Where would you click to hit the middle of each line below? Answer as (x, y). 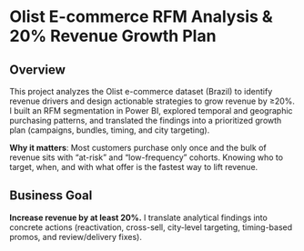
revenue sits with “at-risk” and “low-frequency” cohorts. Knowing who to (147, 157)
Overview (38, 70)
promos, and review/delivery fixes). (76, 236)
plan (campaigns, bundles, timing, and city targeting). (110, 130)
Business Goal (51, 196)
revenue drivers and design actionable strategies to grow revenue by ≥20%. (152, 101)
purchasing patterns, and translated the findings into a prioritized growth (146, 120)
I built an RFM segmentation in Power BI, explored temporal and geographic (151, 110)
